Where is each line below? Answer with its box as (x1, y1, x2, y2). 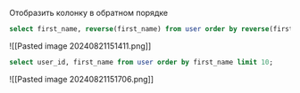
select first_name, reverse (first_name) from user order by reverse (9, 25, 270, 34)
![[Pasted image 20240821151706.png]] (9, 74, 154, 84)
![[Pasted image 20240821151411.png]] (9, 40, 152, 51)
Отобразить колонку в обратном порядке (9, 8, 168, 18)
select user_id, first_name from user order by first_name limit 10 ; (9, 58, 274, 66)
